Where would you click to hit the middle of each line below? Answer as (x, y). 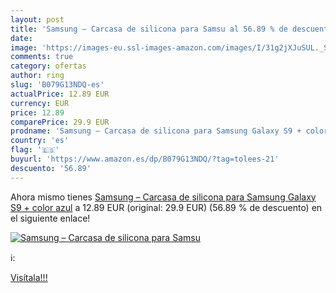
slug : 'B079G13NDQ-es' (57, 85)
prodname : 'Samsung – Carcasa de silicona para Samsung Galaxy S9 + (156, 131)
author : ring (37, 76)
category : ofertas (48, 66)
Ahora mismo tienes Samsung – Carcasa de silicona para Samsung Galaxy (163, 197)
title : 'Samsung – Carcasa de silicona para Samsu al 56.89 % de (149, 29)
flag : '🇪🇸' (35, 150)
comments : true (42, 57)
